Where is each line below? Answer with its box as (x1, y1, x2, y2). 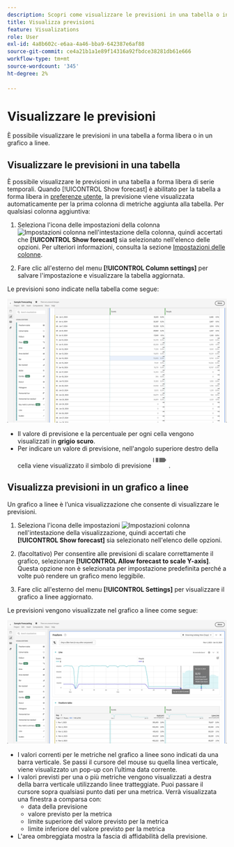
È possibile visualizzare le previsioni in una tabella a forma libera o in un (7, 131, 213, 140)
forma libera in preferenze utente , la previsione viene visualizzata (7, 193, 195, 201)
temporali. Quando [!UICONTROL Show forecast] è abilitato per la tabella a (7, 185, 221, 193)
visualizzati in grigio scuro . (17, 437, 95, 445)
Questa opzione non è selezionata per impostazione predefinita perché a (17, 564, 226, 572)
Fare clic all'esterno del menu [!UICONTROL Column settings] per (17, 264, 208, 272)
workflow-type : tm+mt (7, 56, 70, 63)
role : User (7, 33, 39, 40)
